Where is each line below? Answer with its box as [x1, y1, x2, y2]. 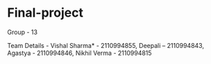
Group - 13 [7, 28, 38, 36]
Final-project [7, 5, 83, 21]
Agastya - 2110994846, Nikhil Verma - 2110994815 [7, 49, 152, 57]
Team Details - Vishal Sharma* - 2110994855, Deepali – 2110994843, [7, 41, 205, 49]
